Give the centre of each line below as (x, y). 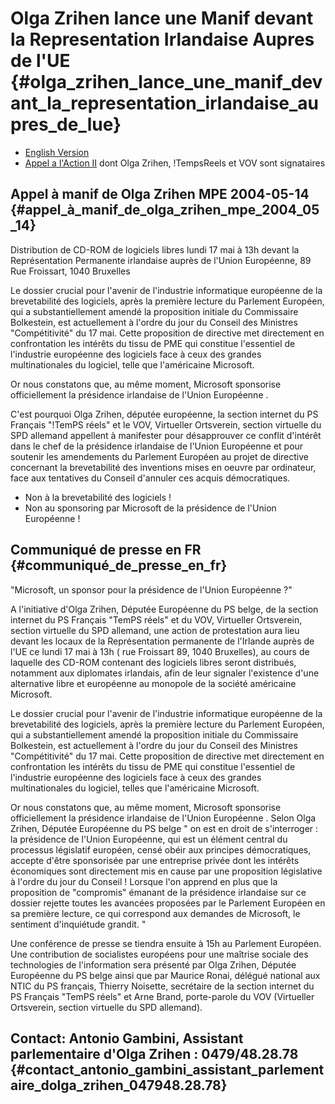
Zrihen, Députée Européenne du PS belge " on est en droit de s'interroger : (164, 828)
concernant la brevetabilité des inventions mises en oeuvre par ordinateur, (163, 467)
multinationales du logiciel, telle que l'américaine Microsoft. (132, 364)
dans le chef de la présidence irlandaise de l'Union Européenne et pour (157, 446)
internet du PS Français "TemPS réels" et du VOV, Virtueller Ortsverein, (156, 619)
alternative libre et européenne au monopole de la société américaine (153, 683)
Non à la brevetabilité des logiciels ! (98, 497)
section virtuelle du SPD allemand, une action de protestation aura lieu (155, 630)
